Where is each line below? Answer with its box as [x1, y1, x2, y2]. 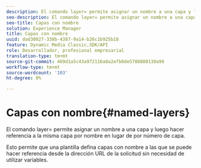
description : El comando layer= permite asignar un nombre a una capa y [6, 8, 191, 15]
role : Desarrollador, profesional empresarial [6, 48, 124, 54]
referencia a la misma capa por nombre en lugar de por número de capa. [6, 132, 185, 139]
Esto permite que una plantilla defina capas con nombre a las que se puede [6, 144, 193, 151]
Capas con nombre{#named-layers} [6, 106, 190, 120]
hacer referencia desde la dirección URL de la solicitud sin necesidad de [6, 150, 184, 157]
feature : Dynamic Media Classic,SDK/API [6, 42, 109, 48]
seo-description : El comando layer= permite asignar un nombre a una [6, 14, 184, 20]
